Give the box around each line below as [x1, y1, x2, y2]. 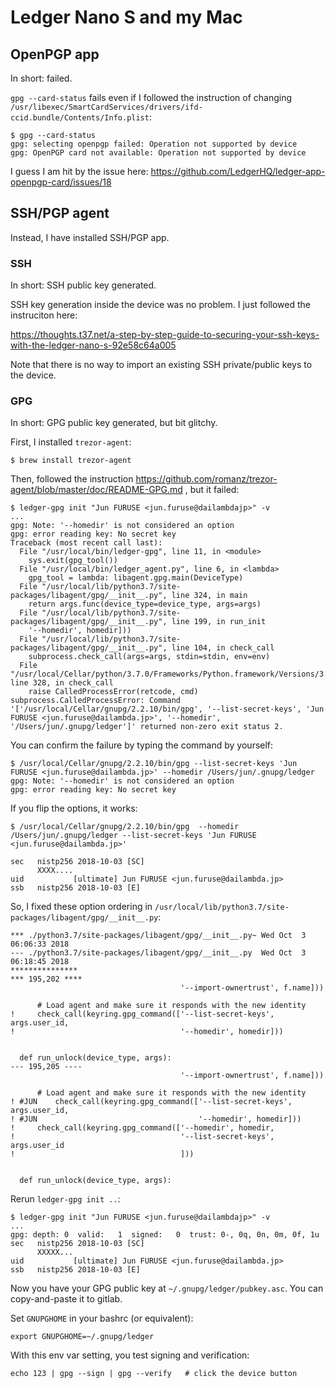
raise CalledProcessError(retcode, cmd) [28, 687, 199, 697]
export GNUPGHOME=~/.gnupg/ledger [10, 1332, 155, 1342]
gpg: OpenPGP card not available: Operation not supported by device [10, 148, 307, 158]
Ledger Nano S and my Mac [10, 6, 243, 29]
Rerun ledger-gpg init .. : [10, 1193, 121, 1205]
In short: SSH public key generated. [10, 279, 157, 291]
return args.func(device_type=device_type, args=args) [28, 599, 262, 610]
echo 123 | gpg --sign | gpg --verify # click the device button [10, 1369, 298, 1379]
